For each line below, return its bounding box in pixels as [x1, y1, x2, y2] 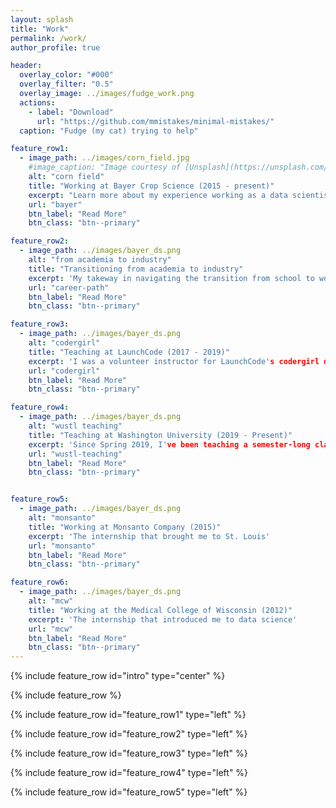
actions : [19, 97, 56, 108]
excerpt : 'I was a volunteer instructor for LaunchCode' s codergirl [28, 356, 320, 366]
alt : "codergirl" [28, 338, 101, 348]
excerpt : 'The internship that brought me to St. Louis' [28, 531, 271, 541]
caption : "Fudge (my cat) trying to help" [19, 126, 199, 136]
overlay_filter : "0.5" [19, 79, 114, 90]
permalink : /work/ [10, 33, 87, 43]
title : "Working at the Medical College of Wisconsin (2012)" [28, 605, 293, 615]
